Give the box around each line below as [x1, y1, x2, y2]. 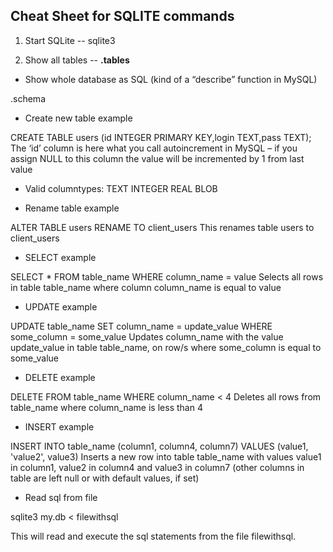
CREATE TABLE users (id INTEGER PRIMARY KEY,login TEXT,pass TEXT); [10, 131, 312, 143]
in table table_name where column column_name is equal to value [10, 281, 282, 293]
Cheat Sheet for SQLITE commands [10, 8, 235, 25]
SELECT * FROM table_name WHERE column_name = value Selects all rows [10, 270, 324, 283]
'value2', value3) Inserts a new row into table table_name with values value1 [10, 450, 322, 463]
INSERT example [24, 420, 95, 433]
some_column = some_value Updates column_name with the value [10, 330, 284, 343]
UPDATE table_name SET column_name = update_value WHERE [10, 320, 273, 332]
